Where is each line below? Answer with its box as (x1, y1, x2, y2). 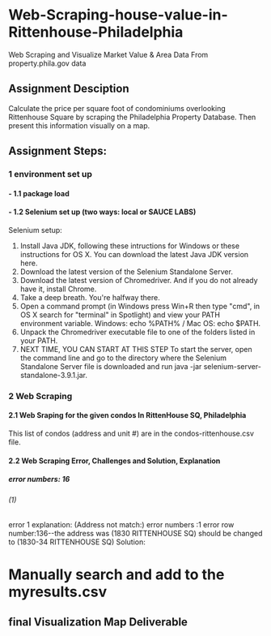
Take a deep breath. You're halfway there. (19, 292, 160, 302)
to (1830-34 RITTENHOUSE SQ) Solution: (8, 537, 146, 547)
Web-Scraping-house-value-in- (8, 6, 228, 24)
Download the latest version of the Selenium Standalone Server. (19, 266, 233, 277)
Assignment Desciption (8, 82, 129, 96)
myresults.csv (8, 582, 108, 601)
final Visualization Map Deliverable (8, 615, 188, 629)
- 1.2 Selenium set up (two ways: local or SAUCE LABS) (8, 207, 197, 217)
